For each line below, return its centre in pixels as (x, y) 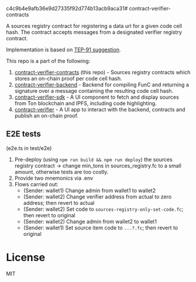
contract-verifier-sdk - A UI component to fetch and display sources (97, 97)
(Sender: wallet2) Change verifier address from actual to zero (97, 196)
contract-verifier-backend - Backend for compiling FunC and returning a (102, 85)
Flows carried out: (36, 184)
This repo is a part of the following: (48, 61)
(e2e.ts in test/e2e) (29, 148)
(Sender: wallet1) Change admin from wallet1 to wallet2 (90, 190)
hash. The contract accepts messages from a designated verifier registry (94, 32)
